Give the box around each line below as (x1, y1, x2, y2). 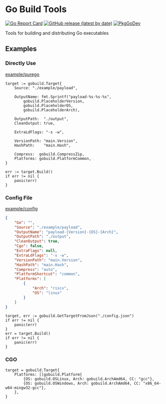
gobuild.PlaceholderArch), (23, 107, 80, 112)
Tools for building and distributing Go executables (5, 30, 109, 36)
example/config (5, 205, 38, 211)
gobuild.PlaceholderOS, (23, 103, 73, 108)
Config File (5, 194, 33, 201)
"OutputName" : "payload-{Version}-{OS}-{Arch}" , (14, 229, 119, 235)
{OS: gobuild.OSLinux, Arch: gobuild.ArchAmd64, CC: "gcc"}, (23, 376, 155, 381)
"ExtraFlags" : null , (14, 248, 58, 253)
